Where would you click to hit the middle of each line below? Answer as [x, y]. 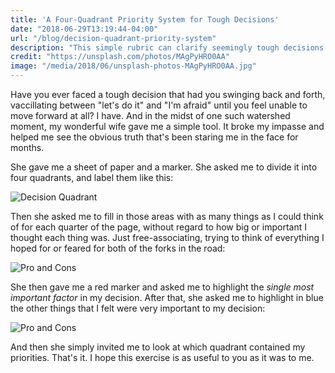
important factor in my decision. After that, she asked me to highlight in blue [167, 297]
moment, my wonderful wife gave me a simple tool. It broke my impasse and [167, 126]
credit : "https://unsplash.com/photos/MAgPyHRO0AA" [120, 57]
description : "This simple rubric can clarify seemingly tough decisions [167, 47]
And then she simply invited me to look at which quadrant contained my [158, 347]
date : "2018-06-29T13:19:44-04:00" [84, 29]
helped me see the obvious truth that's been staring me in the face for [154, 137]
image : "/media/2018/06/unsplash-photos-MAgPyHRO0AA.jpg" [133, 66]
